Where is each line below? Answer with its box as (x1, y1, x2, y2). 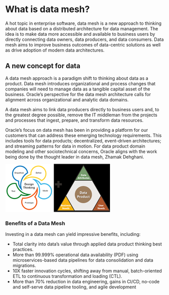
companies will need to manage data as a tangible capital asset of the (5, 86, 150, 92)
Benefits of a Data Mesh (5, 220, 66, 227)
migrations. (12, 263, 36, 269)
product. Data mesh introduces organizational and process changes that (5, 80, 156, 86)
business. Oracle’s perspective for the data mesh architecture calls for (5, 91, 151, 97)
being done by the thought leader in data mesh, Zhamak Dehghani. (5, 154, 144, 160)
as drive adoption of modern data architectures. (5, 47, 105, 53)
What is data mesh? (5, 4, 90, 15)
